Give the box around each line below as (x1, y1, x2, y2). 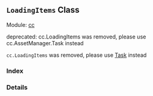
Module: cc (6, 21, 35, 28)
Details (6, 83, 28, 91)
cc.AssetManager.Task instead (6, 39, 84, 46)
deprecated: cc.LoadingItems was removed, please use (6, 33, 146, 40)
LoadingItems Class (6, 5, 80, 15)
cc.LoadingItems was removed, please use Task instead (6, 51, 147, 59)
